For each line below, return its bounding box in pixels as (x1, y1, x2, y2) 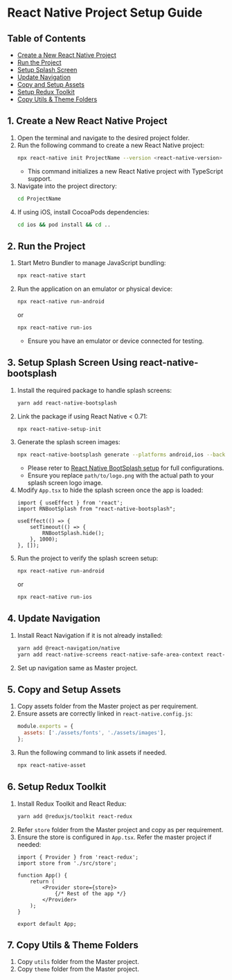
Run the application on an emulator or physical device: (17, 285, 173, 293)
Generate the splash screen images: (17, 438, 121, 446)
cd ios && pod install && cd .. (17, 221, 111, 228)
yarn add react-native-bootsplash (17, 399, 117, 407)
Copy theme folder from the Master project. (17, 965, 140, 973)
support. (27, 174, 52, 183)
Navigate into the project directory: (17, 182, 118, 190)
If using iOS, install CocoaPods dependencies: (17, 208, 150, 216)
